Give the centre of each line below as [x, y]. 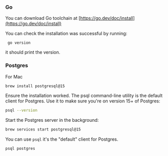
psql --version [21, 111]
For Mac [14, 76]
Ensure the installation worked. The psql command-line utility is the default [84, 96]
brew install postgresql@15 [35, 86]
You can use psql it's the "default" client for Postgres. [62, 139]
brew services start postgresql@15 [43, 129]
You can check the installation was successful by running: [66, 34]
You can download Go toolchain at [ [43, 18]
